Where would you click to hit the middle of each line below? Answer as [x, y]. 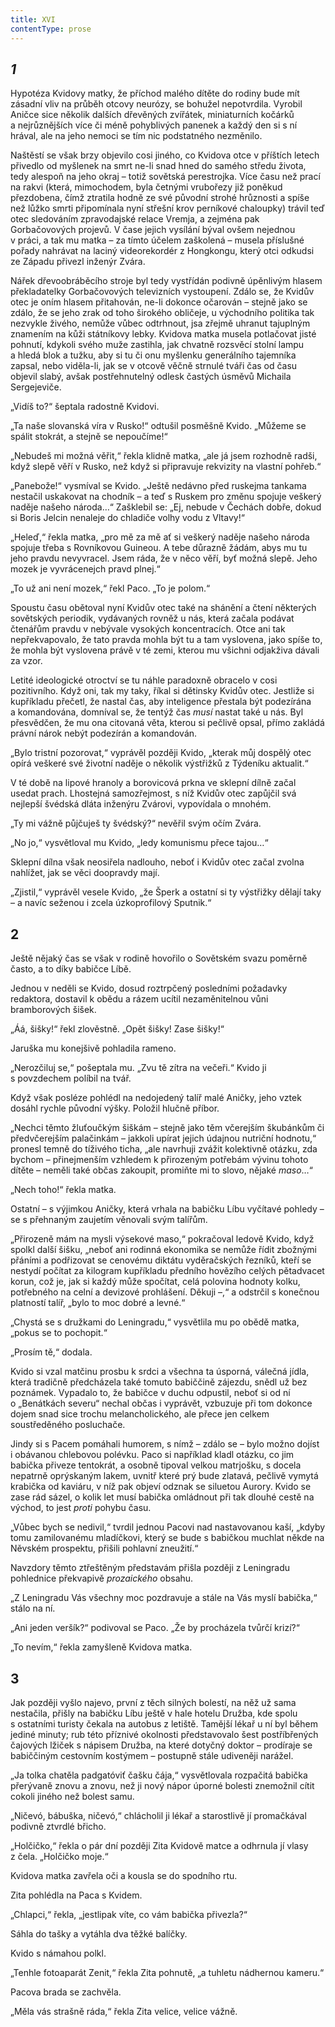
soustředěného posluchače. [68, 1425]
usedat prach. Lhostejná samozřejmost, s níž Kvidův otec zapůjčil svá [153, 793]
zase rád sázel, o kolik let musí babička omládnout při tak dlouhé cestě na [162, 1497]
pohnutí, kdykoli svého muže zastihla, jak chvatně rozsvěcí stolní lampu [157, 345]
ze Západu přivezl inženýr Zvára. [78, 262]
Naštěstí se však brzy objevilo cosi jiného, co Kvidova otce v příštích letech [165, 155]
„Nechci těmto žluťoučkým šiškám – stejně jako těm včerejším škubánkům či [167, 1128]
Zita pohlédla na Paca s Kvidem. [76, 1895]
